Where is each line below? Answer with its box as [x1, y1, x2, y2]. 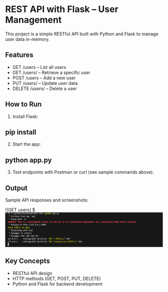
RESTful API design [12, 270, 52, 276]
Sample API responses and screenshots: [5, 197, 88, 203]
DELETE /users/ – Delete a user [12, 85, 77, 91]
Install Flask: [12, 113, 38, 119]
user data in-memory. [5, 36, 50, 42]
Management [5, 14, 62, 26]
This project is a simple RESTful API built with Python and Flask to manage [5, 31, 158, 37]
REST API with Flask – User [5, 4, 118, 15]
